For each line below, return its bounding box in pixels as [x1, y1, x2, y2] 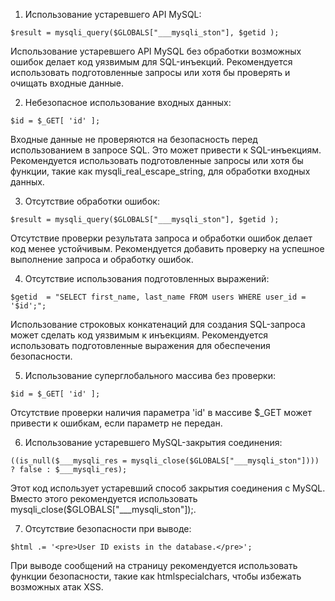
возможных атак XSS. [10, 581, 104, 593]
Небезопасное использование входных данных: [24, 97, 232, 108]
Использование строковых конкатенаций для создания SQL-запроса [10, 319, 306, 330]
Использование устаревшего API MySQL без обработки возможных [10, 45, 302, 57]
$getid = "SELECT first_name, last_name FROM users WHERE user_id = [10, 292, 307, 302]
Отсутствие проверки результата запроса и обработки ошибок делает [10, 232, 313, 244]
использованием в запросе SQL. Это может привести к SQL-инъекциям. [10, 144, 322, 156]
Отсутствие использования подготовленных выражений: [24, 273, 270, 284]
